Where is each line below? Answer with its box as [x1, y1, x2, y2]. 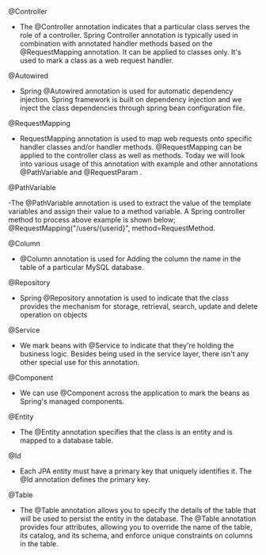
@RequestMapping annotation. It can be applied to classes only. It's [19, 48, 241, 56]
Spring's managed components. [19, 397, 125, 406]
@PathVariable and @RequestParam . [19, 168, 142, 177]
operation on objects [19, 310, 88, 319]
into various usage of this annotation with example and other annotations [19, 159, 258, 169]
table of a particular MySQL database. [19, 263, 144, 272]
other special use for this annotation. [19, 358, 140, 367]
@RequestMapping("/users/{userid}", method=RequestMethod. [8, 223, 216, 233]
